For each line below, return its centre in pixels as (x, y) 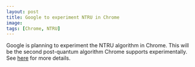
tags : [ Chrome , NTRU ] (33, 28)
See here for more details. (39, 58)
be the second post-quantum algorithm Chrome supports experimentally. (97, 52)
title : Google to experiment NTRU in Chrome (63, 17)
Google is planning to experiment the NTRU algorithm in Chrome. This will (98, 45)
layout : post (23, 12)
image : (14, 23)
